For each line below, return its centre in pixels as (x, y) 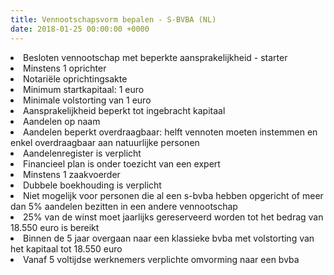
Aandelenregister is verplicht (82, 153)
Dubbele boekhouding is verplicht (92, 185)
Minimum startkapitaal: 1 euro (84, 89)
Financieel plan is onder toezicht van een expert (122, 163)
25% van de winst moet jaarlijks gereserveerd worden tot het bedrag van (173, 217)
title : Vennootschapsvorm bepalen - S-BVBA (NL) (113, 19)
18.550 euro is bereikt (55, 227)
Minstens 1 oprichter (65, 68)
